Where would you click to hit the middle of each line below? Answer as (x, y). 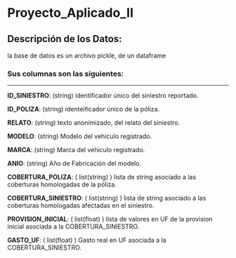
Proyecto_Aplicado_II (71, 13)
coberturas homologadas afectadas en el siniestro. (81, 205)
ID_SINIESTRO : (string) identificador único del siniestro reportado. (103, 95)
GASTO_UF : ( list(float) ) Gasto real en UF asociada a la (87, 240)
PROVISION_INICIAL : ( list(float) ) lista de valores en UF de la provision (110, 219)
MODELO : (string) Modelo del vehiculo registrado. (80, 136)
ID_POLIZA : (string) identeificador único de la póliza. (84, 109)
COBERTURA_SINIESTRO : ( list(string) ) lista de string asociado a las (107, 198)
